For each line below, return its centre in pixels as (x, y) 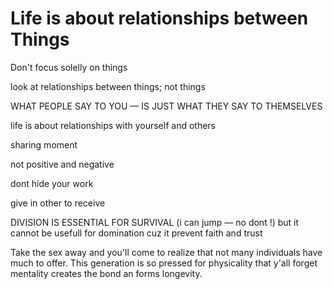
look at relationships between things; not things (108, 86)
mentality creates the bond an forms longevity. (106, 273)
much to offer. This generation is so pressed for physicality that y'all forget (164, 263)
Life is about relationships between (159, 18)
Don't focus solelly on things (69, 67)
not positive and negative (62, 164)
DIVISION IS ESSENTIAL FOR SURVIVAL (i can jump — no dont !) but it (155, 222)
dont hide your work (52, 183)
